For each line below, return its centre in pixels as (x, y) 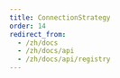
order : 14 (28, 26)
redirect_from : (38, 34)
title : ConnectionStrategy (60, 17)
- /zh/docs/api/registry (64, 59)
